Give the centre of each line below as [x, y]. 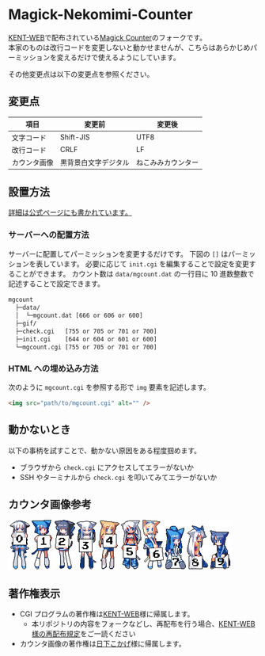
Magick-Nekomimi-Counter [100, 15]
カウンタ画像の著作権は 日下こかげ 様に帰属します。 [102, 644]
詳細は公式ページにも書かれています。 [70, 212]
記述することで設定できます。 [57, 284]
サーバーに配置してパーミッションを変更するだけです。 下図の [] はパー [125, 254]
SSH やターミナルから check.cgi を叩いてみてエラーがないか [118, 477]
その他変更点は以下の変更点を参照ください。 [81, 74]
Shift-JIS [75, 137]
